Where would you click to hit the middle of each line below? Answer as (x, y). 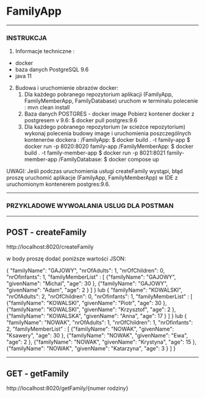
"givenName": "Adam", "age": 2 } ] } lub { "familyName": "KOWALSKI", (95, 290)
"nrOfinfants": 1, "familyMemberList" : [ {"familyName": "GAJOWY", (91, 277)
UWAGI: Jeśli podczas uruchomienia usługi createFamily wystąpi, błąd (95, 171)
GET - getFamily (38, 373)
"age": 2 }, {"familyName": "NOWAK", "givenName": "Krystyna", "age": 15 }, (102, 342)
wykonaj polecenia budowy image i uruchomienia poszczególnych (108, 133)
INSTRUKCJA (27, 38)
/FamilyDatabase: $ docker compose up (109, 160)
